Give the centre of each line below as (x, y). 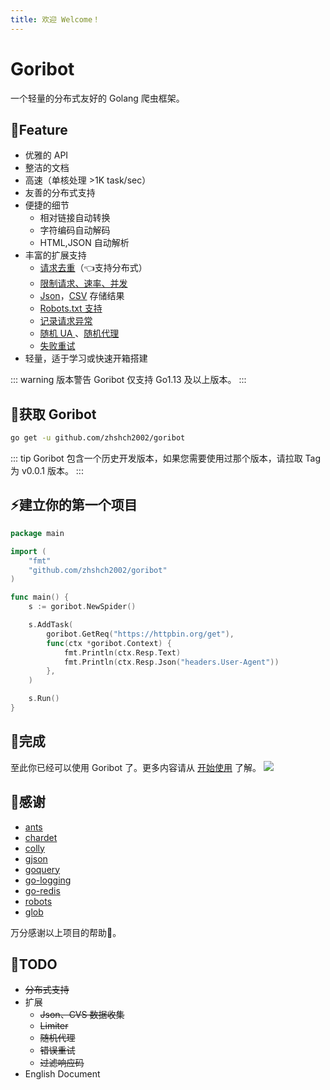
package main (37, 533)
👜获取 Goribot (53, 414)
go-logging (48, 880)
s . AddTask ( (51, 625)
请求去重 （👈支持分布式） (93, 268)
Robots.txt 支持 (71, 308)
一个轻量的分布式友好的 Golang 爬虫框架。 (97, 98)
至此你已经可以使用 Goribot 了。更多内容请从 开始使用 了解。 (136, 767)
